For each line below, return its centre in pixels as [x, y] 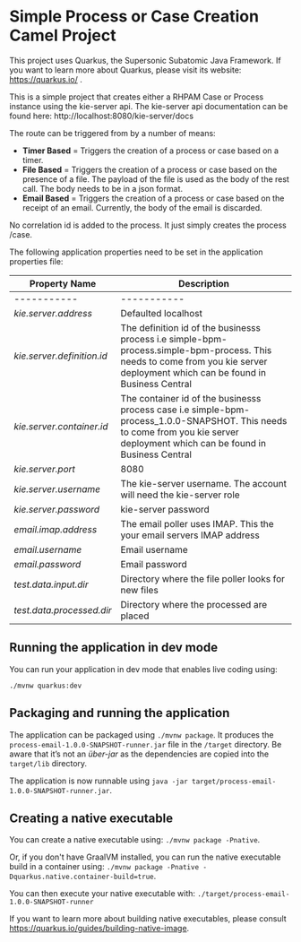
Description [204, 283]
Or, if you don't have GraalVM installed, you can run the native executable [145, 857]
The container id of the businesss [191, 398]
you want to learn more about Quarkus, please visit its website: [125, 70]
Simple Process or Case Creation [134, 17]
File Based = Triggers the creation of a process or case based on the [150, 169]
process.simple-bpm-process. [186, 350]
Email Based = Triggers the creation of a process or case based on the [153, 198]
